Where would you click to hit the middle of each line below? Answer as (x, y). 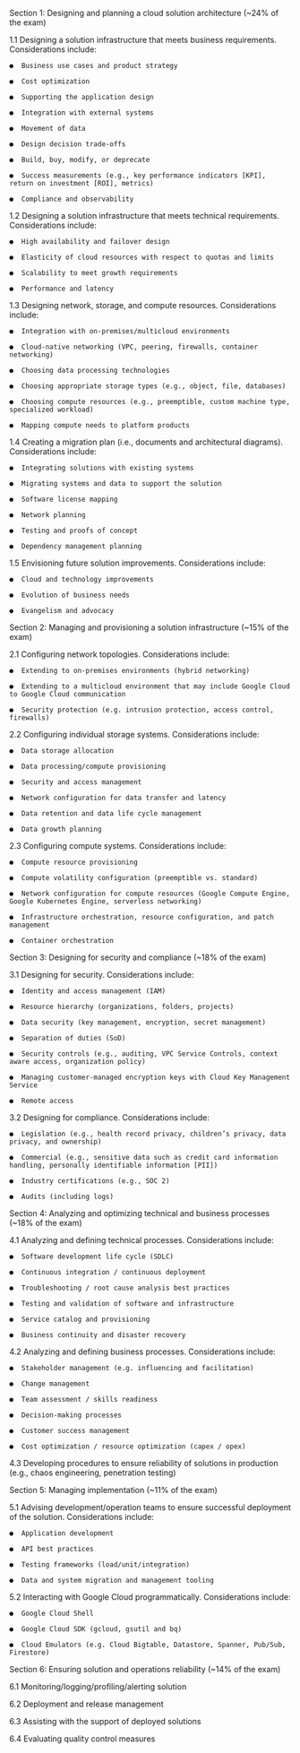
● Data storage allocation (62, 751)
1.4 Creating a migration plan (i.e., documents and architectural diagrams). (146, 442)
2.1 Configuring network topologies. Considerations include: (120, 654)
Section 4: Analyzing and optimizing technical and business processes (140, 1213)
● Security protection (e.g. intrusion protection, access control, (142, 710)
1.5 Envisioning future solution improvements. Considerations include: (137, 563)
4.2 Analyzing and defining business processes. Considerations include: (142, 1351)
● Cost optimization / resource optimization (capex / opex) (128, 1446)
